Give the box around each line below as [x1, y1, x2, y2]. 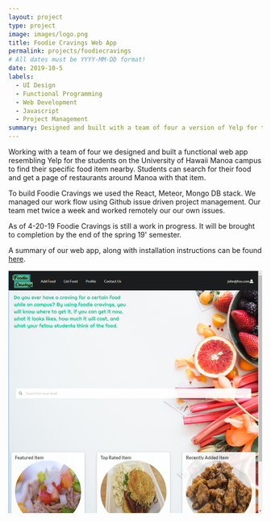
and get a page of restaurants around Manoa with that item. [8, 173, 206, 182]
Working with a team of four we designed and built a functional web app [8, 147, 248, 157]
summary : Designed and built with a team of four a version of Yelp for [8, 124, 258, 133]
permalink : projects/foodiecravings [8, 47, 131, 56]
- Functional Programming [15, 90, 103, 98]
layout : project [8, 13, 63, 21]
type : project [8, 21, 56, 30]
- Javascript [15, 107, 60, 115]
